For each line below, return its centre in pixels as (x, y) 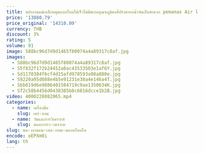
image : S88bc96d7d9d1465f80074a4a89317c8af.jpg (68, 52)
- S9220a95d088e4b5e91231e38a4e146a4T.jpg (66, 79)
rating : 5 (19, 40)
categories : (21, 102)
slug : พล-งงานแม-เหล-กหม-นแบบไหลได (46, 130)
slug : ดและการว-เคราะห (41, 125)
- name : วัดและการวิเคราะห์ (38, 119)
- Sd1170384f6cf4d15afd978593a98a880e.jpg (66, 74)
